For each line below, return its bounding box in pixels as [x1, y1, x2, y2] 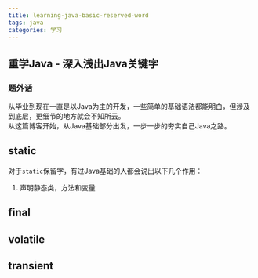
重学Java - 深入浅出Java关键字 [8, 56, 159, 70]
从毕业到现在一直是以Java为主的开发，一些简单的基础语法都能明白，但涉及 [8, 102, 251, 111]
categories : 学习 [8, 26, 63, 34]
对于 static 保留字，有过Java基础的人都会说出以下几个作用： [8, 166, 203, 175]
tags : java [8, 19, 44, 27]
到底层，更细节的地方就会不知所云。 [8, 111, 125, 121]
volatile [8, 233, 45, 246]
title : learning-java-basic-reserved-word [8, 11, 149, 20]
